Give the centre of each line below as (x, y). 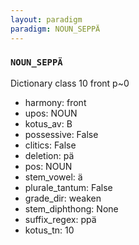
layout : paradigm (46, 19)
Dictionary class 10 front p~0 (70, 83)
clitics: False (50, 145)
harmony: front (55, 102)
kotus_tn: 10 (49, 230)
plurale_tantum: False (68, 187)
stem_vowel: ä (53, 177)
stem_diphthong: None (71, 208)
